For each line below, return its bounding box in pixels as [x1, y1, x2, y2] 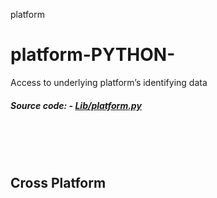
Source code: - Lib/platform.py [10, 99, 142, 111]
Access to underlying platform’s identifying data [10, 76, 208, 88]
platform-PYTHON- [10, 44, 176, 66]
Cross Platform [10, 175, 107, 192]
